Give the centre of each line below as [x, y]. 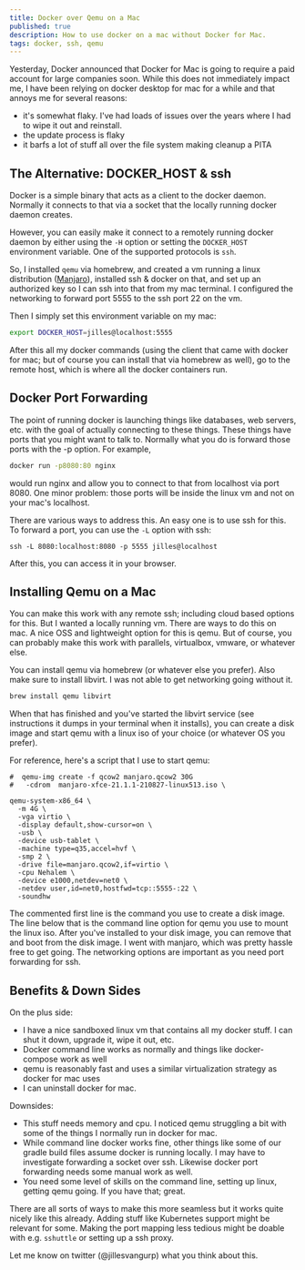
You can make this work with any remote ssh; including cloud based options [152, 614]
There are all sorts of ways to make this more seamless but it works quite [147, 1209]
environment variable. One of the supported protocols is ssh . [123, 252]
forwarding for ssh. [46, 962]
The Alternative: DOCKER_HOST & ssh [121, 173]
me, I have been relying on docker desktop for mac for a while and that [142, 88]
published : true [40, 26]
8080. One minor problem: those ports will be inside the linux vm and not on [152, 493]
